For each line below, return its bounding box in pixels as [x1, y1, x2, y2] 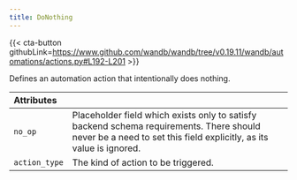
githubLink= [9, 46, 53, 57]
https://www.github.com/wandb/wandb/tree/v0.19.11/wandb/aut [52, 46, 285, 57]
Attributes [13, 94, 57, 106]
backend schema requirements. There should [72, 120, 261, 132]
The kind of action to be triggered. [72, 156, 214, 169]
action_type [13, 157, 65, 168]
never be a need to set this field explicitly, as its [72, 131, 269, 143]
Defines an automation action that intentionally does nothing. [9, 72, 231, 84]
